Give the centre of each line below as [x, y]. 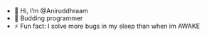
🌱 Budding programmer [48, 18]
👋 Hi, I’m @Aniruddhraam [51, 11]
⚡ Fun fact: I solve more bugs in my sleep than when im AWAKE [107, 26]
